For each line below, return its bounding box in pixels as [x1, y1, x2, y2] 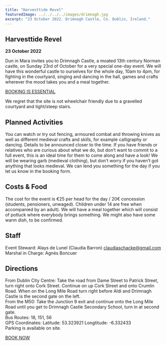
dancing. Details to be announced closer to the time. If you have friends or [5, 142, 158, 147]
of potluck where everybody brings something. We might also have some [5, 212, 156, 218]
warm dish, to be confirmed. [5, 217, 63, 223]
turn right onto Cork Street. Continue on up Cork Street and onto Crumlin [5, 283, 155, 289]
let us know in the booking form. [5, 168, 71, 174]
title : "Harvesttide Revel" [5, 7, 64, 12]
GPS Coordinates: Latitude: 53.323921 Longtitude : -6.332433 [5, 320, 131, 326]
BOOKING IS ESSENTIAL [5, 89, 56, 95]
